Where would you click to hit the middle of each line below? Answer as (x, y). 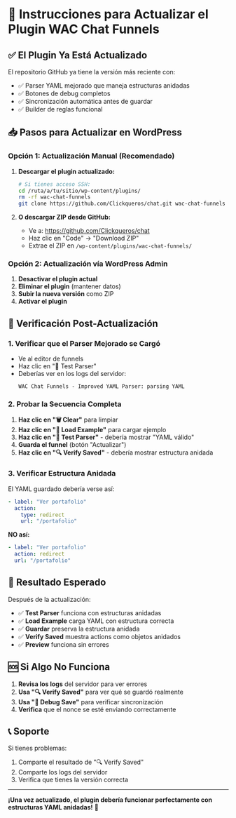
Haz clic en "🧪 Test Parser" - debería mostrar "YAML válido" (106, 437)
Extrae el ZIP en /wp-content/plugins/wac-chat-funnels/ (110, 246)
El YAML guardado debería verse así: (61, 489)
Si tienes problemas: (37, 748)
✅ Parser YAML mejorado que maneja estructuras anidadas (104, 86)
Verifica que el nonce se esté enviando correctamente (97, 709)
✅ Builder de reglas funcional (60, 109)
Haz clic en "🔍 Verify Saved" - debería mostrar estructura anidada (116, 452)
